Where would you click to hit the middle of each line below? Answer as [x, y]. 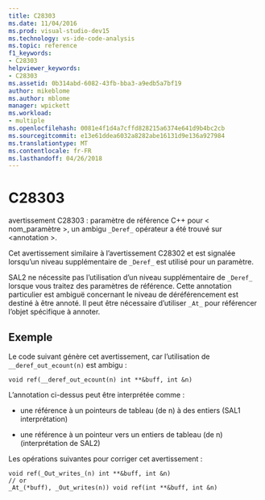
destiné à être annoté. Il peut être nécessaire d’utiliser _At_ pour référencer [133, 303]
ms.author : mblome [39, 98]
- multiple [27, 121]
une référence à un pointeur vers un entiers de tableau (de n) [121, 435]
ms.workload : [30, 114]
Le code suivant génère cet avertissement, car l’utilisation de [109, 356]
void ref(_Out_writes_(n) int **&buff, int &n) [90, 473]
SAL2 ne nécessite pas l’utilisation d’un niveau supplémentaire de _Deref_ [130, 277]
